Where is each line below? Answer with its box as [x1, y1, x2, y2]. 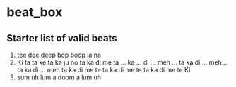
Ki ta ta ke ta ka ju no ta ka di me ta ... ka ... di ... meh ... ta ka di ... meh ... [16, 58, 229, 67]
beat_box [6, 4, 63, 20]
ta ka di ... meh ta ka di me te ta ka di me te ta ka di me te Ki [16, 66, 191, 74]
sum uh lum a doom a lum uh [16, 73, 102, 81]
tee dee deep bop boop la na [16, 51, 102, 59]
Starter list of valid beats [6, 32, 117, 44]
